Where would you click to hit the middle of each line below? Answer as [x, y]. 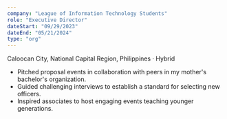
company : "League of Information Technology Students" [87, 13]
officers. [29, 94]
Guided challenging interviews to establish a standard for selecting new [118, 87]
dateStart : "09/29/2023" [43, 26]
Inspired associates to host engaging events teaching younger [105, 101]
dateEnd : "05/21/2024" [40, 33]
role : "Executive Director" [47, 20]
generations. [35, 109]
